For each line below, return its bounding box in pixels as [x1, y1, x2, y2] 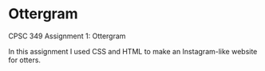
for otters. [8, 55, 42, 65]
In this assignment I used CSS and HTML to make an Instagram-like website [8, 46, 258, 56]
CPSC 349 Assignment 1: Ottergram [8, 31, 126, 41]
